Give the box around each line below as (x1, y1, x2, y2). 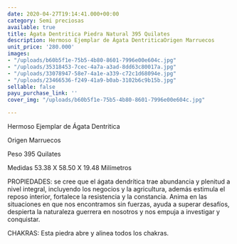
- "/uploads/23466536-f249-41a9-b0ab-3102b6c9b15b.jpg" (7, 76, 177, 84)
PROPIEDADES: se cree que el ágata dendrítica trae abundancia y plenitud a (7, 177, 231, 186)
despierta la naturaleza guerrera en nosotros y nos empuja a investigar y (7, 208, 221, 216)
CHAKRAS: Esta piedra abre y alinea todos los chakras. (7, 229, 169, 237)
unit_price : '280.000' (7, 43, 75, 51)
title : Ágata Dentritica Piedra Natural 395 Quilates (7, 30, 171, 38)
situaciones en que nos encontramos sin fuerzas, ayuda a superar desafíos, (7, 200, 230, 208)
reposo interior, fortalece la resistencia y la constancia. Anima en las (7, 193, 208, 201)
